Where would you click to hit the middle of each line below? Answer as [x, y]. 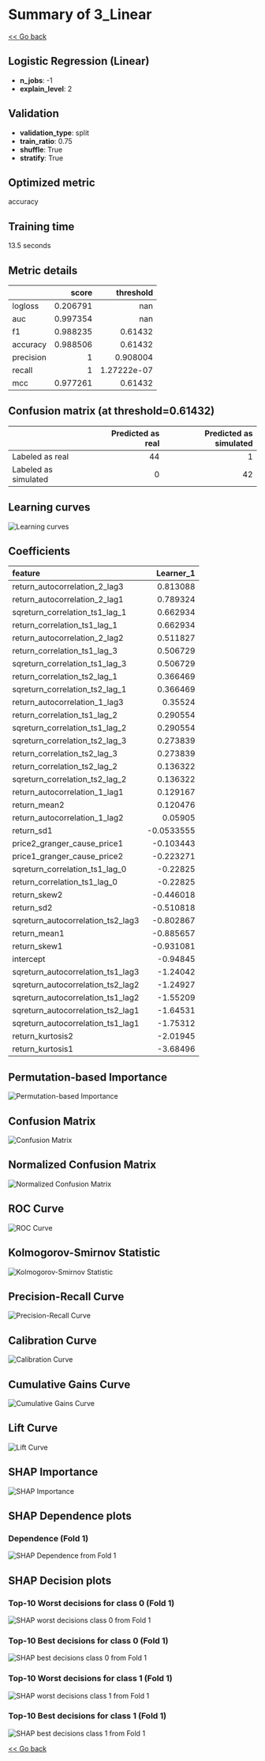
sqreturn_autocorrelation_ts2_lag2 [76, 985]
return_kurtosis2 [43, 1036]
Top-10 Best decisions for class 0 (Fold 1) [88, 1640]
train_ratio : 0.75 [46, 141]
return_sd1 [32, 831]
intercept [29, 960]
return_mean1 [38, 933]
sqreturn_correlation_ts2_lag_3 [69, 741]
